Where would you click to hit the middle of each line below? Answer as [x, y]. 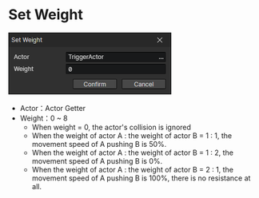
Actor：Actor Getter [53, 108]
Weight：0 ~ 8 [44, 118]
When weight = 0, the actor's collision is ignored [112, 127]
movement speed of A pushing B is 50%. [99, 144]
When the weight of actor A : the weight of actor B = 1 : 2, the [133, 152]
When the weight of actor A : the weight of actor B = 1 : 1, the [132, 135]
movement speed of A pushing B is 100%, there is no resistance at [141, 178]
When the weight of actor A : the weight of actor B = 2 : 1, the [133, 169]
